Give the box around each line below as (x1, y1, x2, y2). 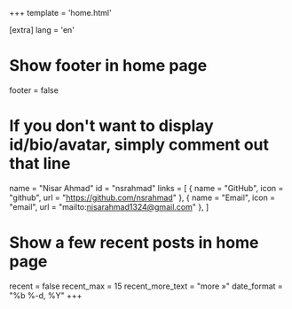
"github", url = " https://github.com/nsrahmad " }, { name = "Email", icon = (9, 192, 276, 203)
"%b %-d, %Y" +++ (9, 290, 83, 300)
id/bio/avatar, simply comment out (9, 135, 269, 155)
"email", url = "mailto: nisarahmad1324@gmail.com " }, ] (9, 201, 209, 212)
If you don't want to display (9, 116, 215, 136)
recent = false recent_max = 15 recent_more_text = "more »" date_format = (9, 281, 284, 291)
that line (9, 154, 71, 174)
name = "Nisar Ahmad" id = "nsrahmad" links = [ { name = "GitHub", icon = (9, 182, 284, 193)
